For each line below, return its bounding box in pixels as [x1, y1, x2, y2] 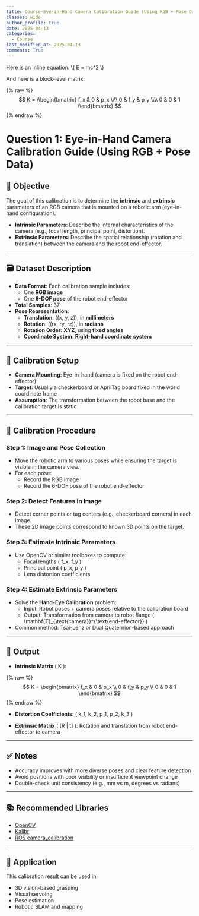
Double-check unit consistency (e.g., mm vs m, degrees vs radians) [14, 779, 181, 787]
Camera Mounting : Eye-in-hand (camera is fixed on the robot [14, 371, 166, 378]
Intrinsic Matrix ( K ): [14, 662, 67, 669]
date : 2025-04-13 [6, 25, 49, 31]
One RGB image [23, 289, 63, 296]
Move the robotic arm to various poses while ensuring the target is [14, 457, 178, 464]
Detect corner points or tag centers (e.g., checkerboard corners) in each [14, 510, 192, 517]
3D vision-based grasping [14, 885, 79, 892]
